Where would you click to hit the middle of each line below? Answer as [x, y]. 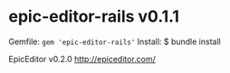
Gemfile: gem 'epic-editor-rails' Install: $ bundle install [115, 41]
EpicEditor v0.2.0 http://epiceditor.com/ [82, 59]
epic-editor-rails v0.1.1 [94, 17]
